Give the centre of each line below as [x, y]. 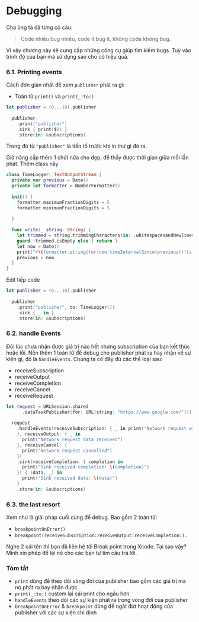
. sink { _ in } [36, 312]
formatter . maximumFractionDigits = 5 [63, 202]
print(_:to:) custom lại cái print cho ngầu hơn [72, 594]
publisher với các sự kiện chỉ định [56, 613]
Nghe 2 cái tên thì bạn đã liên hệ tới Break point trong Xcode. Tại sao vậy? [96, 547]
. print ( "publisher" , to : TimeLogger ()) [66, 307]
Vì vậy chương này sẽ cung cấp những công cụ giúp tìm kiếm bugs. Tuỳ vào [99, 50]
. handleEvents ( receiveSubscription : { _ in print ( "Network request [102, 429]
